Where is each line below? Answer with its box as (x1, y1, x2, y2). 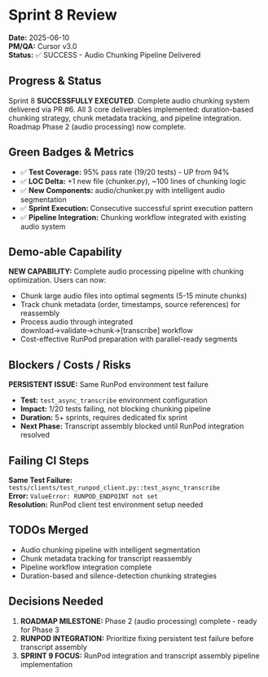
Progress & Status (8, 74, 102, 88)
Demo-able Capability (8, 244, 122, 258)
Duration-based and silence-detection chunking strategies (20, 570, 217, 580)
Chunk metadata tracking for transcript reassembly (20, 553, 192, 563)
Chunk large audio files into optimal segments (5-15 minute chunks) (20, 291, 248, 301)
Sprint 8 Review (8, 6, 117, 24)
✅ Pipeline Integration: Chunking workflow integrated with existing (20, 212, 247, 222)
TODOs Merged (8, 523, 89, 537)
